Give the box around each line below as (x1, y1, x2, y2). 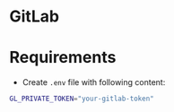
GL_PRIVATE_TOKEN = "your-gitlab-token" (9, 94, 154, 104)
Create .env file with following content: (22, 77, 166, 88)
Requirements (9, 47, 117, 68)
